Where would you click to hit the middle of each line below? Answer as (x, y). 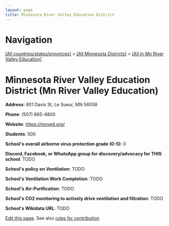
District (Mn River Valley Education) (82, 91)
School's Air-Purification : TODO (40, 189)
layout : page (19, 10)
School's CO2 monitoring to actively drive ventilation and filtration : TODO (84, 199)
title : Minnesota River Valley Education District (60, 15)
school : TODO (20, 159)
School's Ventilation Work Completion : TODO (54, 179)
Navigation (29, 40)
